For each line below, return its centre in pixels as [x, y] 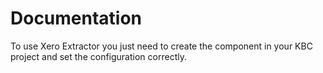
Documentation [76, 18]
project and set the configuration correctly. [98, 56]
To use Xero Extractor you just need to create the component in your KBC [161, 46]
